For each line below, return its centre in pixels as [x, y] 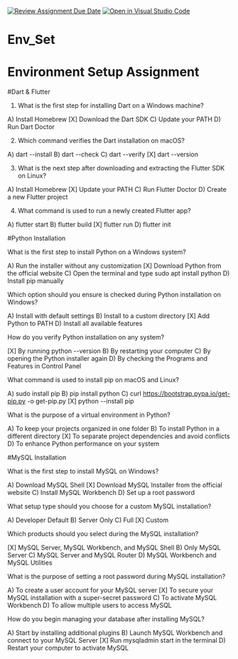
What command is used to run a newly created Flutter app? [104, 211]
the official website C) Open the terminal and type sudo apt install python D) [119, 273]
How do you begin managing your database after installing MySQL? [106, 619]
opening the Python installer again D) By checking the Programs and [108, 359]
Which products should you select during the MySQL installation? [103, 534]
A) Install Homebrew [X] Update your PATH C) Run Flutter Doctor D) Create [117, 190]
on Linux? [32, 176]
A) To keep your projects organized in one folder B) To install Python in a [114, 429]
